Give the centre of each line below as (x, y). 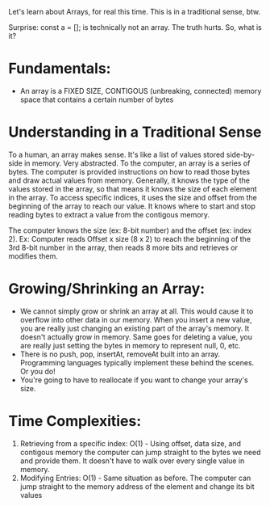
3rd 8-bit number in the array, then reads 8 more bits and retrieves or (123, 247)
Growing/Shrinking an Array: (107, 289)
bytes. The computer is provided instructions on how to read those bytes (129, 171)
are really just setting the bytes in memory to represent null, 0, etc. (130, 345)
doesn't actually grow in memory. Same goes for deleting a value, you (136, 337)
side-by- (241, 154)
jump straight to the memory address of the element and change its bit (137, 486)
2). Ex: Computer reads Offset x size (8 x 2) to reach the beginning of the (130, 238)
